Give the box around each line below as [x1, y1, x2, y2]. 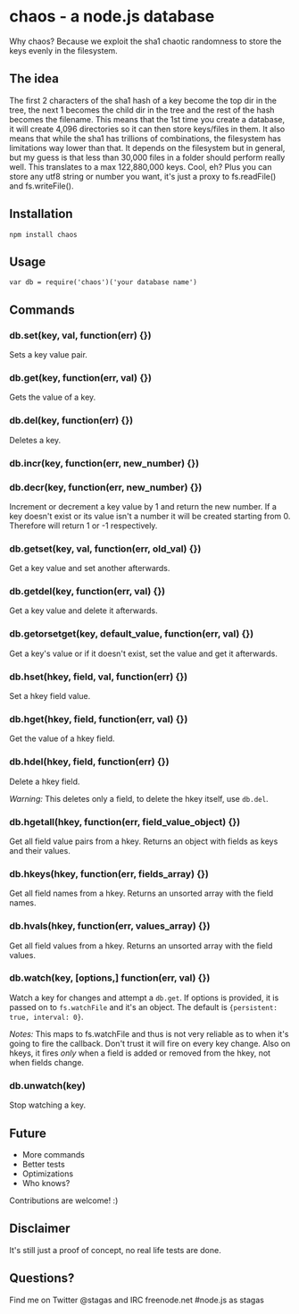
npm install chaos [9, 230, 78, 239]
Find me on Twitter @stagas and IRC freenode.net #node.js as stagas [9, 1294, 265, 1305]
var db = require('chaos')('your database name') [9, 278, 198, 287]
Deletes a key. [9, 434, 62, 445]
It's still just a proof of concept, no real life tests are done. [9, 1244, 221, 1255]
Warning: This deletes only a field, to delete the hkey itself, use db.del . [9, 793, 270, 804]
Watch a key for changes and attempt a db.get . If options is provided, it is [9, 992, 279, 1003]
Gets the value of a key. [9, 392, 96, 403]
